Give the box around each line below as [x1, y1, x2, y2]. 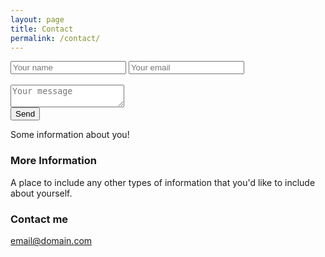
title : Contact [10, 24, 74, 34]
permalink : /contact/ [10, 33, 101, 43]
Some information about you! [10, 129, 130, 141]
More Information [10, 154, 97, 168]
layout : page [10, 14, 65, 25]
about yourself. [10, 187, 73, 199]
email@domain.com [10, 234, 93, 246]
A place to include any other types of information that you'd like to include [10, 176, 316, 188]
